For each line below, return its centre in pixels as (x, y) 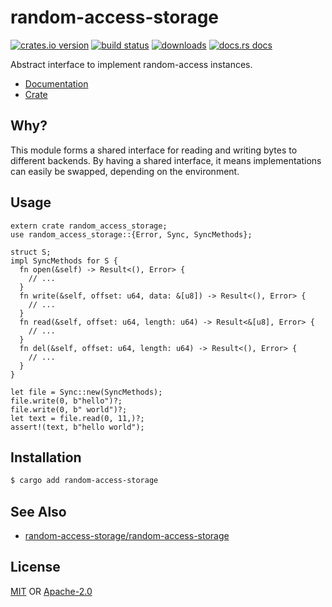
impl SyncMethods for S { (64, 261)
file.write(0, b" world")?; (69, 409)
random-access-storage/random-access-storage (127, 536)
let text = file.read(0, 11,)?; (77, 418)
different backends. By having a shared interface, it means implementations (166, 160)
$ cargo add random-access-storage (84, 481)
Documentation (56, 83)
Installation (46, 457)
